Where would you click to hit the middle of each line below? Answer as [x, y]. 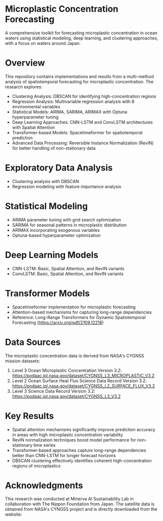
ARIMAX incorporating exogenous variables [56, 230]
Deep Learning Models [52, 255]
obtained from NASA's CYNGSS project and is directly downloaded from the [81, 509]
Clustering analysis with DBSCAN [45, 181]
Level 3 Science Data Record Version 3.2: [54, 391]
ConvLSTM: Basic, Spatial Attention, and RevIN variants [68, 274]
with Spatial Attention [33, 127]
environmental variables [36, 106]
